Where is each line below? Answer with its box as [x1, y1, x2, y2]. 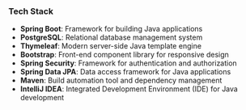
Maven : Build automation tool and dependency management [19, 75, 223, 86]
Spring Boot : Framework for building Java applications [19, 24, 203, 34]
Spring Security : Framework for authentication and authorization [19, 58, 237, 68]
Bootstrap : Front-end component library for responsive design [19, 50, 229, 60]
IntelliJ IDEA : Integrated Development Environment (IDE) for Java [19, 84, 239, 94]
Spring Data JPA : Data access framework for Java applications [19, 67, 231, 77]
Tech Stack [8, 6, 54, 17]
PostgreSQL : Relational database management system [19, 32, 203, 42]
